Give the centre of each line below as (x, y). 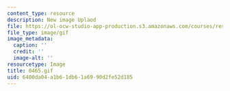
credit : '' (29, 52)
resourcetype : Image (37, 64)
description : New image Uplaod (52, 20)
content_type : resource (41, 13)
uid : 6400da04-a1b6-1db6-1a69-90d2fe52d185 (70, 77)
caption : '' (30, 45)
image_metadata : (30, 39)
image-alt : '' (33, 58)
